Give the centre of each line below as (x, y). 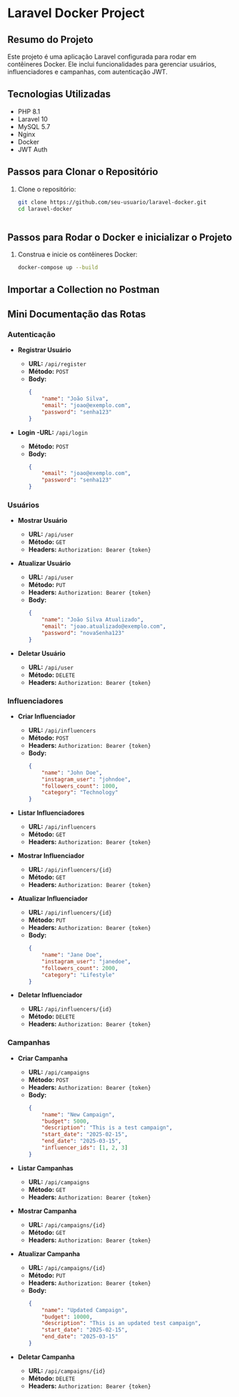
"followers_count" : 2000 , (80, 968)
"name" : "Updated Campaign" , (85, 1310)
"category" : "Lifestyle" (78, 975)
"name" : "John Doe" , (72, 773)
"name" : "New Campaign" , (78, 1115)
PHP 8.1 (29, 111)
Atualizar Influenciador (52, 898)
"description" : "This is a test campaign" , (107, 1128)
